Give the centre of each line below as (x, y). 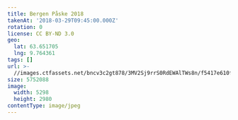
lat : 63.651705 (36, 47)
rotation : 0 (25, 27)
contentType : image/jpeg (44, 106)
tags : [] (20, 60)
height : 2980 (33, 100)
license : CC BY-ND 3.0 (41, 34)
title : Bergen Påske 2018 (45, 14)
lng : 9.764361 (34, 54)
